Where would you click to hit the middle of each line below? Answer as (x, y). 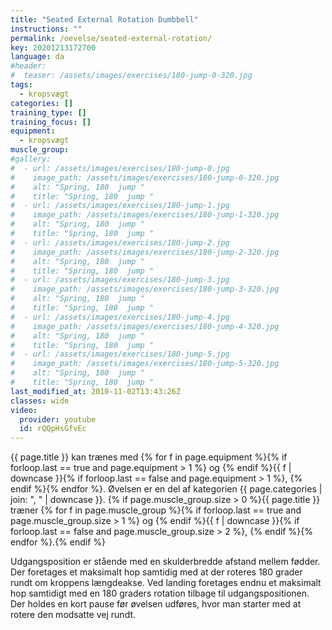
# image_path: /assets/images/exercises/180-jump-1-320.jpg (145, 215)
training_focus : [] (51, 122)
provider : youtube (58, 419)
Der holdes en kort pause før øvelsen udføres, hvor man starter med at (156, 604)
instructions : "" (46, 29)
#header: (28, 66)
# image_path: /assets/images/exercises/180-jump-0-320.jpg (145, 177)
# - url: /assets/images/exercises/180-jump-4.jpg (120, 317)
